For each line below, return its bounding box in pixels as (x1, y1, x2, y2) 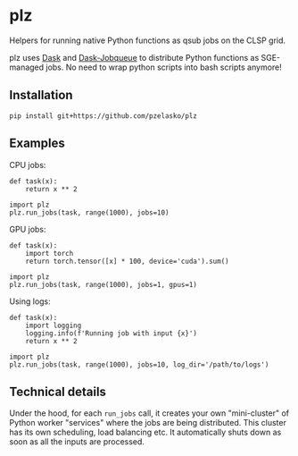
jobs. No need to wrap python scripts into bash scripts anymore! (46, 62, 283, 72)
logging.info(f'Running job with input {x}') (25, 328, 198, 338)
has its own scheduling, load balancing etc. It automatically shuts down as (9, 426, 282, 438)
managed (9, 62, 45, 72)
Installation (9, 88, 73, 103)
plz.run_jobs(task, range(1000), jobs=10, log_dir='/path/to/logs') (9, 359, 269, 369)
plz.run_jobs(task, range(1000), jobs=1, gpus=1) (9, 280, 198, 289)
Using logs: (9, 296, 51, 307)
